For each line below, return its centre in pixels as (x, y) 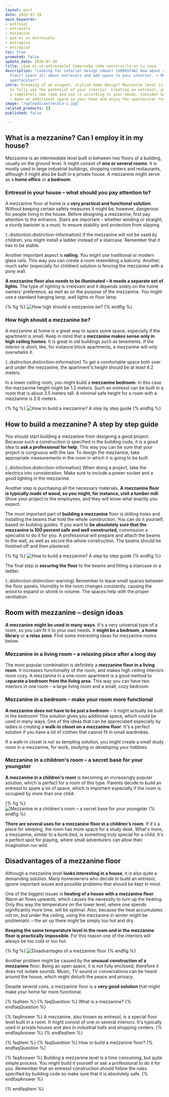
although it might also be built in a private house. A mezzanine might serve (82, 174)
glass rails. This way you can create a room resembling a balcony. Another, (83, 260)
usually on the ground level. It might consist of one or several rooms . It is (81, 163)
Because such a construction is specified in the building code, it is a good (82, 442)
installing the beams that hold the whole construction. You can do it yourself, (84, 519)
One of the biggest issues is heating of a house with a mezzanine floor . (80, 894)
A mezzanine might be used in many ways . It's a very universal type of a (81, 625)
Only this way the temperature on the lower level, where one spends (76, 904)
